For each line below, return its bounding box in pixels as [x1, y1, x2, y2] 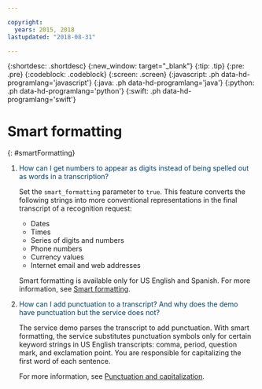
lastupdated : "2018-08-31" [7, 33, 96, 41]
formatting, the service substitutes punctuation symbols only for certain [18, 332, 252, 341]
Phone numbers [30, 244, 83, 254]
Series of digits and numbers [30, 236, 125, 245]
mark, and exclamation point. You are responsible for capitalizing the [18, 348, 242, 358]
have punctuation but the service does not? [18, 308, 161, 317]
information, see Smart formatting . [18, 284, 131, 294]
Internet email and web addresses [30, 261, 141, 270]
